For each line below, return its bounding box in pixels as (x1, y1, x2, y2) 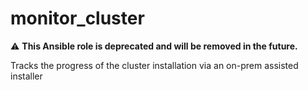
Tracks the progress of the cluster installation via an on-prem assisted (10, 59, 299, 71)
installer (10, 70, 43, 82)
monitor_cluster (10, 7, 145, 30)
